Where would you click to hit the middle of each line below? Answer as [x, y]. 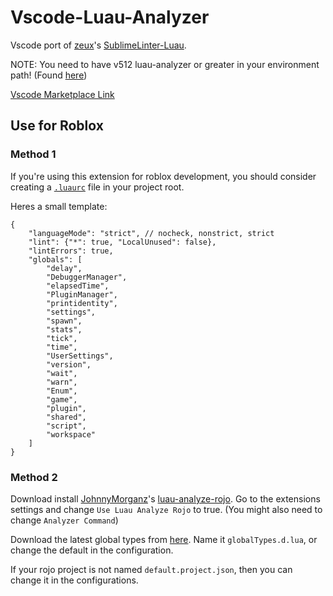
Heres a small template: [59, 206]
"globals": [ [55, 259]
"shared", [66, 417]
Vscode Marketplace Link [62, 94]
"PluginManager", [82, 294]
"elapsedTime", [78, 286]
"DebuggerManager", [87, 277]
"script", [66, 426]
